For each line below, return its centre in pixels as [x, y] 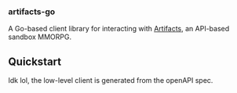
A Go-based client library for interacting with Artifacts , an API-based [119, 29]
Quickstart [35, 61]
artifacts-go [32, 12]
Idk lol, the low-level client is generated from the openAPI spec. [111, 80]
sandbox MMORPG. [40, 37]
